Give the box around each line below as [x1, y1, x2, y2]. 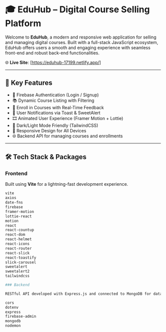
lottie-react [5, 213, 32, 219]
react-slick [5, 250, 30, 255]
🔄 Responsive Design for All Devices [12, 127, 86, 133]
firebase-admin [5, 314, 37, 319]
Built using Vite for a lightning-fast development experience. [5, 181, 128, 187]
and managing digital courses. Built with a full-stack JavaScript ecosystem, [5, 39, 159, 45]
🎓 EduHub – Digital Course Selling [5, 4, 150, 15]
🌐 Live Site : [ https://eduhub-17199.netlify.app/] [5, 59, 101, 65]
